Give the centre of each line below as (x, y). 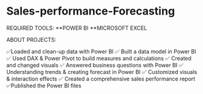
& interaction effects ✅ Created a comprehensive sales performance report (101, 79)
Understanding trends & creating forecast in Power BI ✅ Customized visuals (102, 72)
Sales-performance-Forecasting (91, 11)
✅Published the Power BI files (44, 86)
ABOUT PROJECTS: (31, 39)
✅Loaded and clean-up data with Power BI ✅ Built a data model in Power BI (102, 51)
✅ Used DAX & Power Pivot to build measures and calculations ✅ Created (99, 58)
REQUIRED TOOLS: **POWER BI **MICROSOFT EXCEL (77, 28)
